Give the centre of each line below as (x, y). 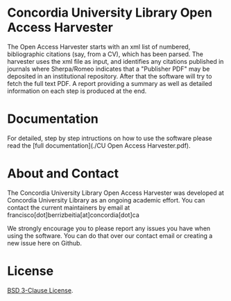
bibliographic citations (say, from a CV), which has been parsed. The (105, 54)
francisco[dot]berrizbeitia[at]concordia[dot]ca (74, 215)
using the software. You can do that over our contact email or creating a (110, 235)
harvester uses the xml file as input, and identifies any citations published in (115, 61)
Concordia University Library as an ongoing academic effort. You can (106, 200)
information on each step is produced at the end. (77, 91)
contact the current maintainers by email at (69, 207)
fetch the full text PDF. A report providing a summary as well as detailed (110, 83)
